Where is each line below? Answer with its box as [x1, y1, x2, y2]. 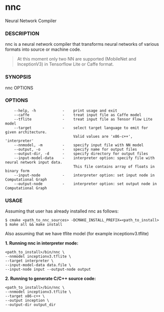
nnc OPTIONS [5, 85, 33, 91]
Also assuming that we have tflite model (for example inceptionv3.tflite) [5, 231, 149, 237]
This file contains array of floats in [73, 164, 155, 169]
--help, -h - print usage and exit [14, 108, 118, 113]
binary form [5, 168, 29, 173]
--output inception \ [5, 298, 50, 303]
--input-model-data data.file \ [5, 263, 71, 268]
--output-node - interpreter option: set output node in [14, 181, 157, 186]
